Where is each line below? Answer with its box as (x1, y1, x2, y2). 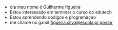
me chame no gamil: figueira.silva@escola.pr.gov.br (9, 19, 113, 25)
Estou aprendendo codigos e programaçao (9, 15, 96, 20)
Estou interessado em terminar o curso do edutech (9, 9, 112, 15)
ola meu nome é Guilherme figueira (9, 4, 81, 10)
